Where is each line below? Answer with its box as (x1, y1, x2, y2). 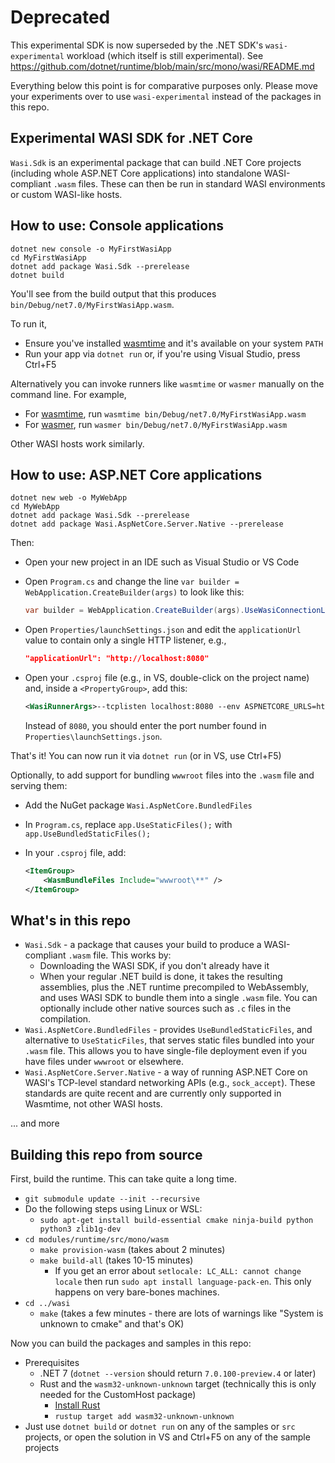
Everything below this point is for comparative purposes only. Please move (10, 79, 318, 91)
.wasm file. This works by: (68, 949, 172, 961)
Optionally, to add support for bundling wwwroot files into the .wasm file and (10, 769, 315, 781)
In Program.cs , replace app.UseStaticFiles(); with (24, 819, 233, 830)
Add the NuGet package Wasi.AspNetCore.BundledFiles (24, 799, 253, 811)
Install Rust (54, 1399, 101, 1411)
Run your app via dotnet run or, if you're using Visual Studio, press (24, 347, 301, 360)
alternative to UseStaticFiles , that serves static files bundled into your (24, 1034, 315, 1046)
